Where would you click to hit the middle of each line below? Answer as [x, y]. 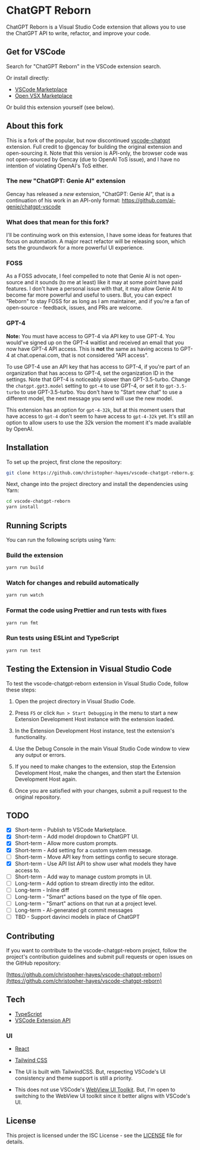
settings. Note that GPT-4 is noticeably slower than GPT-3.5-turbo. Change [98, 379]
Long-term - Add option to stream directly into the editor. [85, 883]
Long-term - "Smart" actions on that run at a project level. [86, 903]
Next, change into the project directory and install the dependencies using [97, 484]
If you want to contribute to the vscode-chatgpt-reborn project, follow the [96, 950]
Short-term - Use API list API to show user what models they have [96, 864]
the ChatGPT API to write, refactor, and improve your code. [78, 33]
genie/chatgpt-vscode [34, 207]
